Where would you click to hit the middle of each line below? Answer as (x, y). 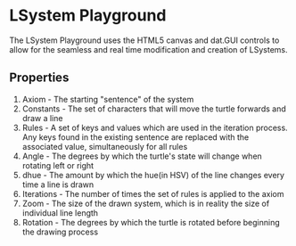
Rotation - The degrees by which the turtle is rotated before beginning (151, 222)
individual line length (60, 213)
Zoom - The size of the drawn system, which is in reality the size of (146, 203)
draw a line (42, 118)
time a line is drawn (58, 184)
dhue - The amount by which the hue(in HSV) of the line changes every (153, 175)
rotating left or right (58, 165)
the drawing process (60, 232)
